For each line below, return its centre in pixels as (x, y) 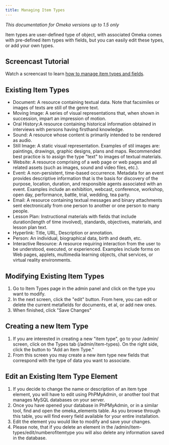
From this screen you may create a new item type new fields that (81, 355)
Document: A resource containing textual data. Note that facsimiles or (86, 102)
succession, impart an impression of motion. (59, 119)
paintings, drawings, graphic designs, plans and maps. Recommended (87, 151)
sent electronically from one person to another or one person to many (86, 206)
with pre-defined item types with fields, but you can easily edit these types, (85, 40)
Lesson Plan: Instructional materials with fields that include (75, 217)
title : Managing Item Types (35, 10)
